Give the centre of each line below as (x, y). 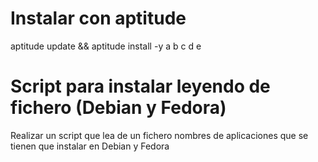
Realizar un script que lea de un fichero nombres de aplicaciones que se (159, 135)
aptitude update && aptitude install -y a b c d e (106, 46)
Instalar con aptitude (98, 18)
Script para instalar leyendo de (140, 86)
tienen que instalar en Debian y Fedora (90, 146)
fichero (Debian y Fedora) (118, 108)
